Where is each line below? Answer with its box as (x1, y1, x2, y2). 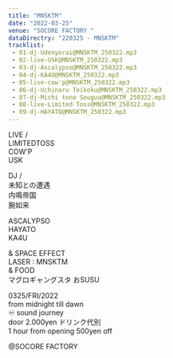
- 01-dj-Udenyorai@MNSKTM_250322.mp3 (11, 49, 137, 57)
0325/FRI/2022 (8, 291, 58, 300)
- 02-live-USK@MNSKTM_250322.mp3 (11, 57, 124, 65)
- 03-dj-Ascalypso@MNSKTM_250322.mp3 (11, 64, 137, 72)
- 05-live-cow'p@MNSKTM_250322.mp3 (11, 78, 130, 86)
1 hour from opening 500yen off (8, 326, 113, 336)
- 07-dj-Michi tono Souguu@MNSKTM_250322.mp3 (11, 93, 166, 101)
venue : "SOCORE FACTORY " (8, 26, 94, 34)
